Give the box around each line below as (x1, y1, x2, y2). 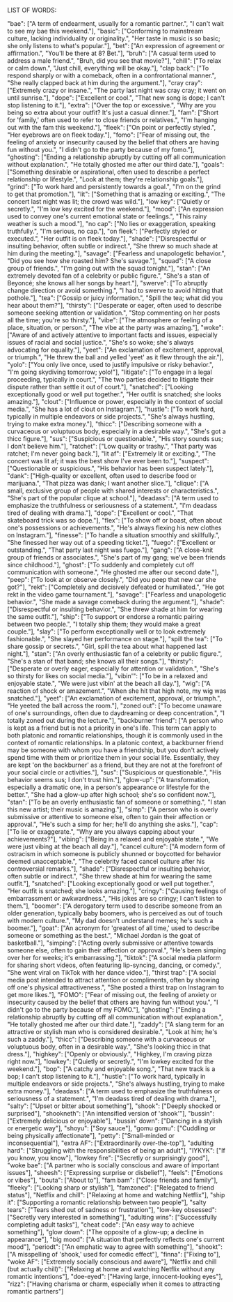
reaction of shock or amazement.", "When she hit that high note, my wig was (7, 687, 227, 695)
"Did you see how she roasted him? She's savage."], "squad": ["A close (7, 257, 211, 264)
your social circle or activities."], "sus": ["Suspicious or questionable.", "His (7, 768, 222, 777)
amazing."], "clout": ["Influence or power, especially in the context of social (7, 398, 223, 405)
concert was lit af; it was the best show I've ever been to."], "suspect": (7, 457, 209, 465)
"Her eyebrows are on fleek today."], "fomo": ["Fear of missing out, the (7, 130, 210, 139)
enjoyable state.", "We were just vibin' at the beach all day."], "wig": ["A (7, 680, 211, 687)
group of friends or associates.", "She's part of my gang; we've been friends (7, 553, 226, 561)
